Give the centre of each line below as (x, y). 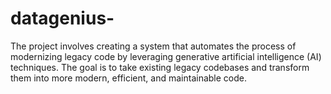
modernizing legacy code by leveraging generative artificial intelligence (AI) (166, 56)
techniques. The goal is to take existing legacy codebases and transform (160, 67)
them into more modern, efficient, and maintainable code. (129, 78)
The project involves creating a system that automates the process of (153, 46)
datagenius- (62, 18)
